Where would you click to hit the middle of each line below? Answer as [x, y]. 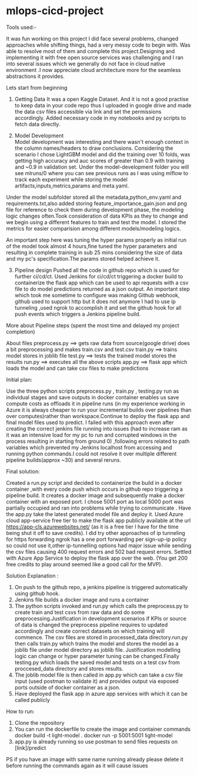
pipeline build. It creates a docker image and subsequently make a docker [96, 495]
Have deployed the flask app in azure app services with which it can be [101, 694]
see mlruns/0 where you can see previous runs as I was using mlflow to [101, 173]
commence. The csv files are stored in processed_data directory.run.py [101, 637]
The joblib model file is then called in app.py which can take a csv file [99, 675]
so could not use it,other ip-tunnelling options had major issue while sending [99, 545]
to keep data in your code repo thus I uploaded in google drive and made [103, 105]
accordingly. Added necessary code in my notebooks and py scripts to [100, 118]
